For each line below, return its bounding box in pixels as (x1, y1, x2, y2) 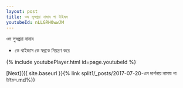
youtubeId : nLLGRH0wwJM (6, 19, 65, 25)
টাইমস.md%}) (6, 76, 35, 83)
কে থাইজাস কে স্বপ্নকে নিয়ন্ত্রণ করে (14, 47, 70, 54)
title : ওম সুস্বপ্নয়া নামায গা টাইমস (6, 14, 69, 20)
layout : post (6, 8, 38, 15)
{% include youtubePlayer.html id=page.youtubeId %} (6, 59, 137, 66)
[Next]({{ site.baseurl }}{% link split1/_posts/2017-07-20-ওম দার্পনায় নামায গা (6, 70, 177, 77)
